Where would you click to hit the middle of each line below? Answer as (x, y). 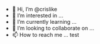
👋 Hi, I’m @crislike (35, 9)
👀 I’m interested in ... (38, 15)
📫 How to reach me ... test (45, 35)
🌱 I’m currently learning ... (44, 22)
